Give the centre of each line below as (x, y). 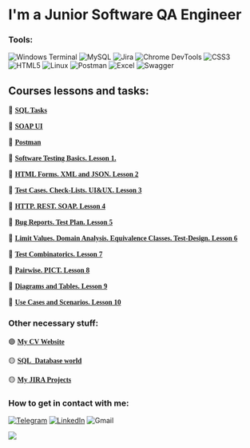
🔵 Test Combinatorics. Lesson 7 (56, 254)
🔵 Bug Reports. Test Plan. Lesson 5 (61, 222)
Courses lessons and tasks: (79, 91)
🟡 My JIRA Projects (40, 379)
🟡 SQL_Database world (45, 360)
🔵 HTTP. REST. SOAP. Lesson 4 (57, 206)
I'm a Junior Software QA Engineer (125, 15)
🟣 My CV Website (37, 341)
